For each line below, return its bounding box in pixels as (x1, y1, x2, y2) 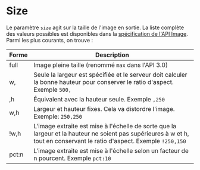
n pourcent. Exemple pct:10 (33, 154, 111, 162)
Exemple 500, (33, 85, 71, 94)
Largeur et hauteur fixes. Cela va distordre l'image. (33, 104, 175, 113)
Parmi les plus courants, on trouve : (6, 36, 93, 44)
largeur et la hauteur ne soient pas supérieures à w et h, (33, 129, 189, 138)
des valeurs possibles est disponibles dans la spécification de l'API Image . (6, 30, 189, 37)
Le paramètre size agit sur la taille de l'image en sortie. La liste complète (6, 24, 185, 31)
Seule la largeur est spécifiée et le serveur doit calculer (33, 70, 187, 79)
